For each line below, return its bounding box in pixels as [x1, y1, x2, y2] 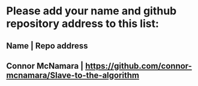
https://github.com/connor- [85, 61, 192, 71]
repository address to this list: [6, 17, 159, 30]
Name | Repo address [6, 41, 88, 51]
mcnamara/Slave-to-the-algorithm [6, 70, 140, 80]
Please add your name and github [6, 4, 177, 18]
